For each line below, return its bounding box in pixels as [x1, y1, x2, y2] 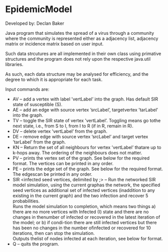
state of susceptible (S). [12, 101, 63, 107]
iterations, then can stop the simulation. [12, 230, 95, 236]
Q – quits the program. [12, 241, 60, 247]
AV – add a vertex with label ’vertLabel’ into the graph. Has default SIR [12, 96, 158, 102]
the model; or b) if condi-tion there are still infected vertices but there [12, 219, 157, 225]
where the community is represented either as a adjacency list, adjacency [5, 35, 158, 41]
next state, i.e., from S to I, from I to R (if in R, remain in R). [12, 123, 134, 129]
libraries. [5, 61, 24, 67]
